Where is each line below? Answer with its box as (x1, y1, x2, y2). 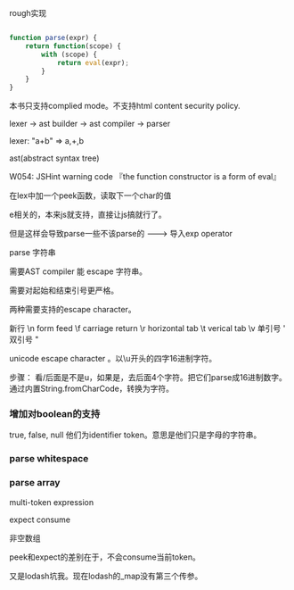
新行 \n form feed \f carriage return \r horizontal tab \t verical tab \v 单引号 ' (9, 323, 286, 334)
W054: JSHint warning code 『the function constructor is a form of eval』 (9, 171, 282, 182)
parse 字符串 (9, 247, 56, 258)
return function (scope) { (25, 41, 122, 51)
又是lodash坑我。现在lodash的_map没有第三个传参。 (9, 570, 203, 581)
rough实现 (9, 8, 47, 18)
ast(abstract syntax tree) (9, 153, 100, 163)
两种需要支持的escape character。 (9, 304, 136, 315)
